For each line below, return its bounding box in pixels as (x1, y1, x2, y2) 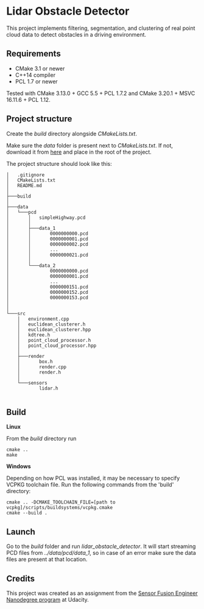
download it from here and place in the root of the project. (6, 148, 152, 155)
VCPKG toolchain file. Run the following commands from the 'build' (6, 481, 174, 488)
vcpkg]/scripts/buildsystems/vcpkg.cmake (6, 505, 113, 511)
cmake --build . (6, 510, 47, 516)
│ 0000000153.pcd (6, 294, 88, 301)
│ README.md (6, 182, 43, 188)
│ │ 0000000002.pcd (6, 241, 88, 248)
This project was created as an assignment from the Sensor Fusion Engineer (6, 589, 198, 597)
